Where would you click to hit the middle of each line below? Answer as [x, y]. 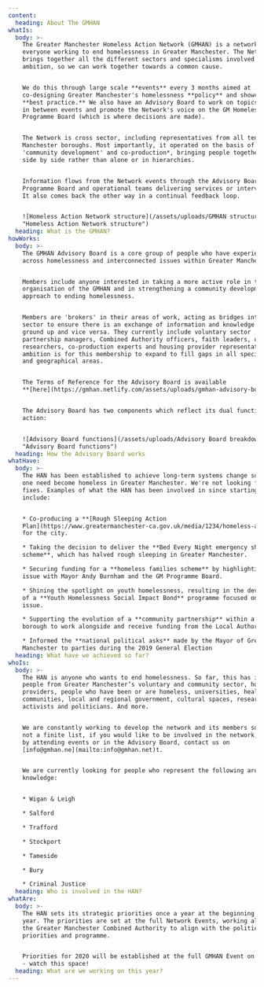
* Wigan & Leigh [49, 799]
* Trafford [40, 827]
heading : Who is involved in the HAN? [79, 892]
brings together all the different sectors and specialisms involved [139, 60]
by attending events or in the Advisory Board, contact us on [126, 742]
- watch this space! [56, 964]
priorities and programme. [66, 935]
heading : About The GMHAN [58, 23]
